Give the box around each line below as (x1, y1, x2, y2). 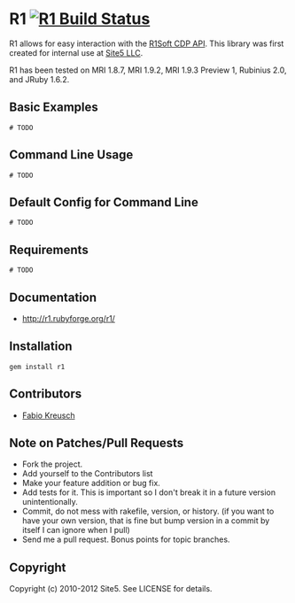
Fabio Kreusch (21, 410, 75, 421)
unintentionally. (21, 497, 78, 507)
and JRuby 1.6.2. (9, 73, 70, 84)
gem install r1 (9, 362, 66, 371)
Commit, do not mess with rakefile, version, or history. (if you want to (21, 506, 275, 517)
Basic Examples (9, 100, 99, 115)
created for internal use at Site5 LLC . (9, 47, 144, 58)
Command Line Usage (9, 147, 134, 163)
